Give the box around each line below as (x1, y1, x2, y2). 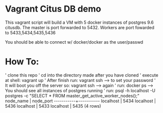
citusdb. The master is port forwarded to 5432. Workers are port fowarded (5, 24, 155, 30)
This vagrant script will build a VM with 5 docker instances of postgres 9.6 (5, 19, 154, 25)
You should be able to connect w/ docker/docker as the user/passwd (5, 39, 144, 45)
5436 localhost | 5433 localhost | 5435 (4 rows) (5, 103, 101, 109)
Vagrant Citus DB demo (5, 3, 101, 15)
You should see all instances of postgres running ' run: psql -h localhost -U (5, 87, 156, 93)
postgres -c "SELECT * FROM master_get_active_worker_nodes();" (5, 93, 140, 98)
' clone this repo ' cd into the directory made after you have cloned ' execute (5, 72, 159, 78)
